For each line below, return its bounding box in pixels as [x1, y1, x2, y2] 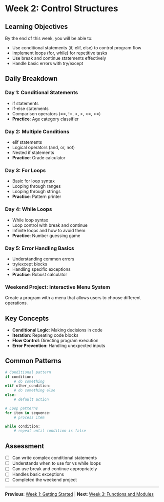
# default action [14, 397, 49, 402]
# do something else [14, 388, 56, 393]
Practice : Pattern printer [12, 194, 61, 199]
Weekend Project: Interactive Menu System [5, 284, 110, 290]
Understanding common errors [12, 256, 75, 262]
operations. [5, 300, 28, 306]
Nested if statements [12, 150, 55, 155]
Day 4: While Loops [5, 206, 52, 213]
